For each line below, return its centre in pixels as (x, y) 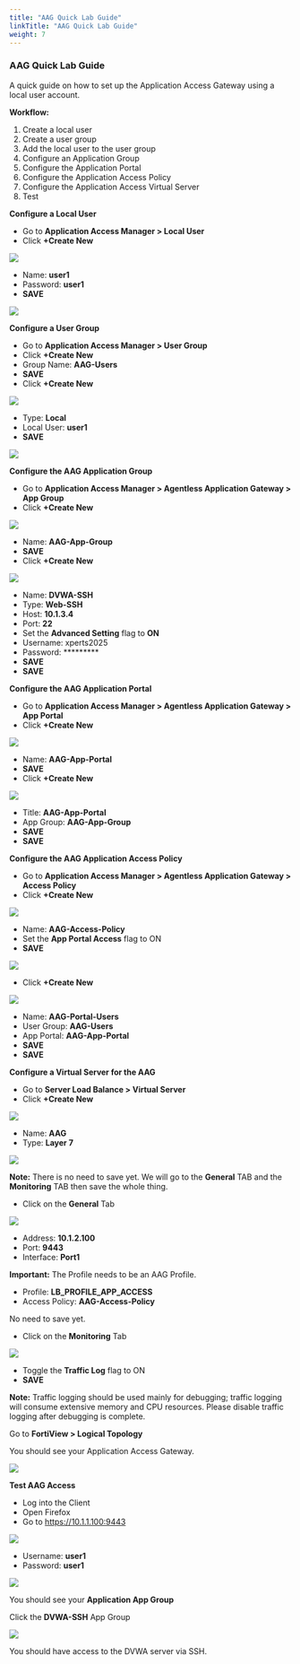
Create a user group (59, 139)
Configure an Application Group (81, 158)
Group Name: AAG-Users (70, 364)
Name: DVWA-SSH (58, 595)
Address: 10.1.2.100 (59, 1238)
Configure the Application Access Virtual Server (111, 187)
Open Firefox (46, 1512)
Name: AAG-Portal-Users (70, 1016)
